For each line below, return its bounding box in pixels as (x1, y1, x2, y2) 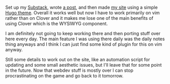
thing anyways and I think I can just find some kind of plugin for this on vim (5, 41, 162, 47)
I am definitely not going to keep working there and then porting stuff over (5, 31, 161, 36)
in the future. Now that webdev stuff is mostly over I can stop (5, 67, 133, 73)
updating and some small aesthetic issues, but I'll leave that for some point (5, 62, 162, 68)
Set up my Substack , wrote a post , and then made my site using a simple (5, 5, 158, 10)
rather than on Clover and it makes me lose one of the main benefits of (5, 15, 154, 21)
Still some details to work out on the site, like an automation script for (5, 57, 150, 63)
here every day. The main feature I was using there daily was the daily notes (5, 36, 165, 42)
